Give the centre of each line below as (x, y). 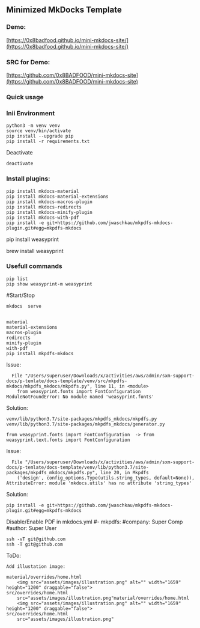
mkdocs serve (24, 306)
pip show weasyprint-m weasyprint (50, 284)
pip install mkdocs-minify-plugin (50, 212)
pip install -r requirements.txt (48, 142)
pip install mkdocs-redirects (44, 207)
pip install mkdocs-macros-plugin (50, 202)
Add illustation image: (36, 566)
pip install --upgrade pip (40, 136)
